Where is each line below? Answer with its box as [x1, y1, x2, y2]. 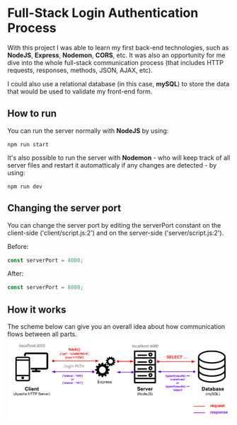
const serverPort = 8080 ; [7, 284, 83, 291]
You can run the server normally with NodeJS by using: [7, 126, 169, 135]
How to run [7, 107, 57, 120]
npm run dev [7, 182, 42, 190]
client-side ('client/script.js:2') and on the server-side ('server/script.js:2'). [7, 228, 224, 237]
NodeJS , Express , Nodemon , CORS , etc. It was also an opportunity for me [7, 51, 226, 59]
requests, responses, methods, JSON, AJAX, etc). [7, 66, 154, 74]
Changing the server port [7, 202, 122, 214]
